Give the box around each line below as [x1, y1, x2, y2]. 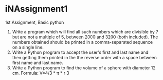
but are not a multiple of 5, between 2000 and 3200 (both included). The [12, 34, 158, 40]
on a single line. [12, 44, 44, 50]
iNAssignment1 [5, 3, 68, 15]
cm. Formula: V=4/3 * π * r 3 [12, 70, 70, 76]
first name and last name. [12, 60, 63, 65]
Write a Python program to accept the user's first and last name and [12, 49, 148, 55]
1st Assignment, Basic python [5, 19, 64, 25]
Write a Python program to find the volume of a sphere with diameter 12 [12, 64, 156, 71]
